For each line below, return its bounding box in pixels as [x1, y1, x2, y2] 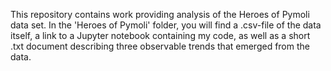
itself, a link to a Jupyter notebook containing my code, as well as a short [10, 30, 311, 41]
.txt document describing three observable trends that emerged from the [10, 40, 310, 52]
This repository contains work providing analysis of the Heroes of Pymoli [10, 9, 310, 20]
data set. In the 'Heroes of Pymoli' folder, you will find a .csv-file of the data [10, 19, 322, 31]
